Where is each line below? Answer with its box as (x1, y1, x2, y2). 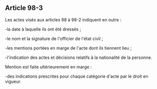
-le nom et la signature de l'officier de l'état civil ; (5, 36, 104, 41)
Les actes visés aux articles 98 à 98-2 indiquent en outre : (5, 17, 122, 22)
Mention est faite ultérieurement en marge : (5, 64, 92, 70)
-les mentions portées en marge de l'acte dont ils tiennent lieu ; (5, 45, 132, 51)
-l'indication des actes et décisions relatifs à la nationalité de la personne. (5, 54, 152, 60)
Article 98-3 (5, 4, 43, 12)
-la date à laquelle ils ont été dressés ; (5, 26, 81, 32)
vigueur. (5, 78, 21, 84)
